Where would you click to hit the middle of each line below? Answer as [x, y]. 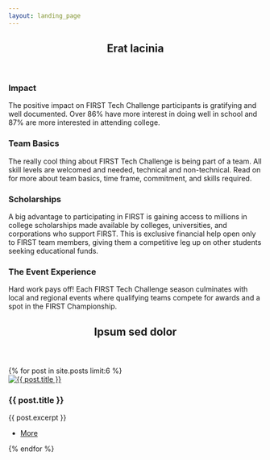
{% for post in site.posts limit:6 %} [65, 371]
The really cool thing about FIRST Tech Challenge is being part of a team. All [135, 161]
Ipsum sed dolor [135, 332]
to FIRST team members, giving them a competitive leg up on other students [135, 242]
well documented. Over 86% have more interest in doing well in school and [133, 114]
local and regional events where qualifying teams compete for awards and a [134, 298]
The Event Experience [52, 271]
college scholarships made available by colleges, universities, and [118, 225]
